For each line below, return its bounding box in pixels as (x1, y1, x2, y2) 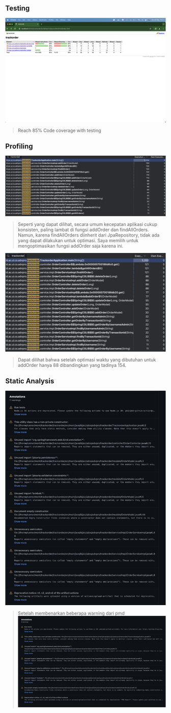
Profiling (5, 142, 33, 151)
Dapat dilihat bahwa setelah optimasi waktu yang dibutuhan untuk (17, 356, 156, 363)
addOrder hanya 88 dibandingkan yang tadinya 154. (17, 362, 127, 368)
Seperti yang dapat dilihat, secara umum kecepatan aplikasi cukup (17, 221, 158, 227)
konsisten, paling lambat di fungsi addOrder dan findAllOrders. (17, 226, 149, 233)
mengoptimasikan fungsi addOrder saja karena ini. (17, 243, 124, 249)
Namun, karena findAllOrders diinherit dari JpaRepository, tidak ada (17, 232, 160, 238)
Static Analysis (5, 377, 54, 386)
